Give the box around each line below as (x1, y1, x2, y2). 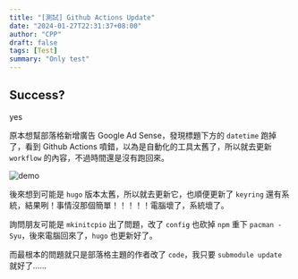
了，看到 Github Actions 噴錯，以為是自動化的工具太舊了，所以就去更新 (9, 140, 273, 152)
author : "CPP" (9, 30, 63, 38)
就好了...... (9, 260, 47, 271)
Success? (9, 88, 65, 103)
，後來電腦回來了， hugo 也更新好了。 (21, 230, 158, 241)
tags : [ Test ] (9, 46, 58, 55)
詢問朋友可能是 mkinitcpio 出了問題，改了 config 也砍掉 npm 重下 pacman (9, 218, 275, 229)
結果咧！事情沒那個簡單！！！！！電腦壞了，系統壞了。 (24, 199, 229, 210)
